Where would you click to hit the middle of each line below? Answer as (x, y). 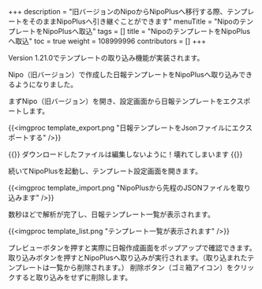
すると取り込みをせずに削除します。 (73, 277)
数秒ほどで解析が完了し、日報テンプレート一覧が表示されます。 (111, 214)
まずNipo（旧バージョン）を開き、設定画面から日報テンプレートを (116, 101)
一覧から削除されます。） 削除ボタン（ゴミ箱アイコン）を (142, 267)
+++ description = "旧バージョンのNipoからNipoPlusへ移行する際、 (118, 11)
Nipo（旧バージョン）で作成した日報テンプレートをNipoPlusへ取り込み (124, 74)
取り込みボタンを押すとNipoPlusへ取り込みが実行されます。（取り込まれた (128, 258)
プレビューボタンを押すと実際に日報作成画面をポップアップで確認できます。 (132, 248)
